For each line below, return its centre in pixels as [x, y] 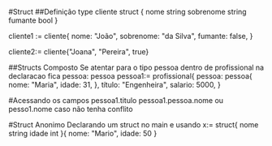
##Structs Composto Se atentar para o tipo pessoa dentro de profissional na [136, 67]
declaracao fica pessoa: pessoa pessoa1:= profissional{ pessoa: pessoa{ [131, 76]
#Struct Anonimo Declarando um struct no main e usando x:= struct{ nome [134, 125]
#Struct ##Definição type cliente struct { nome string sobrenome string [127, 12]
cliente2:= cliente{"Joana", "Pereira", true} [79, 52]
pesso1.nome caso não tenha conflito [71, 109]
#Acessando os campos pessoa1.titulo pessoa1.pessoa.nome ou [116, 100]
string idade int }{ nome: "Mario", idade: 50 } [83, 133]
